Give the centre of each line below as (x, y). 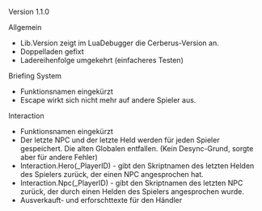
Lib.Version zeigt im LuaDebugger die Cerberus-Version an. (120, 43)
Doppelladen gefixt (52, 51)
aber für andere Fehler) (59, 157)
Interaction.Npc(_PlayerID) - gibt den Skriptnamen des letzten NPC (131, 183)
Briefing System (35, 76)
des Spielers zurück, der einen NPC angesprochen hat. (112, 174)
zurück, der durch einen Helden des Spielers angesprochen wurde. (132, 192)
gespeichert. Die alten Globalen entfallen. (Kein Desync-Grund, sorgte (137, 148)
